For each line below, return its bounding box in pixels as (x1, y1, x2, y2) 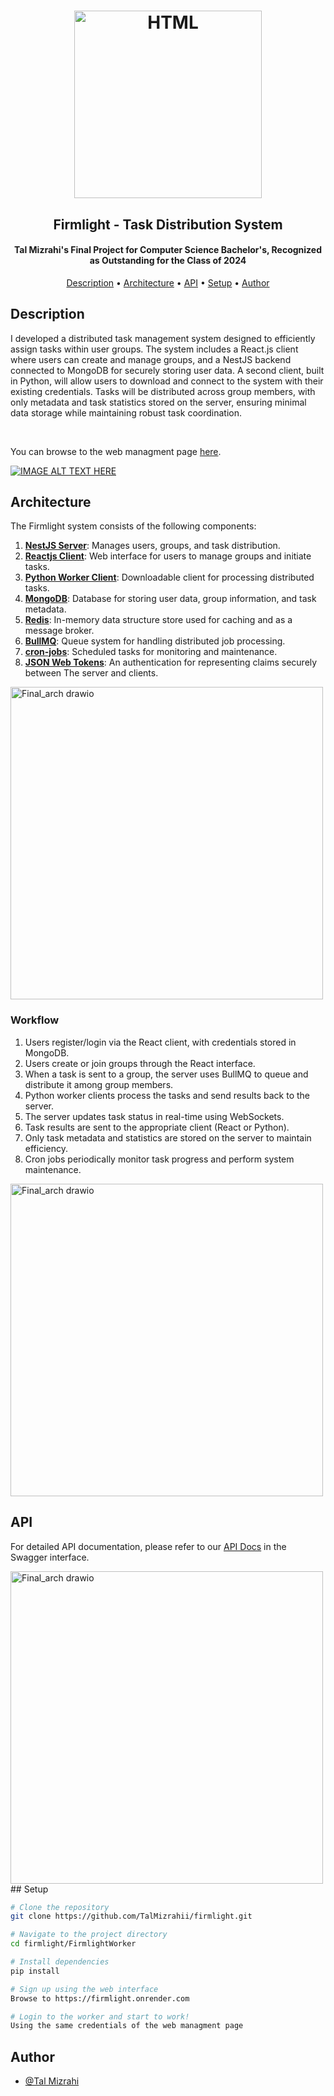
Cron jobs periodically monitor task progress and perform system (24, 1153, 295, 1165)
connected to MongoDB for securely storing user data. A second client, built (10, 364, 325, 376)
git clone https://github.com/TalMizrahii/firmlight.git (10, 1911, 253, 1922)
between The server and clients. (24, 667, 159, 679)
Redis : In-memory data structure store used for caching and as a (24, 614, 293, 626)
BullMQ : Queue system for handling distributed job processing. (24, 635, 286, 647)
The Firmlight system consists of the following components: (10, 520, 257, 532)
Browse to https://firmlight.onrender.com (10, 1993, 190, 2004)
